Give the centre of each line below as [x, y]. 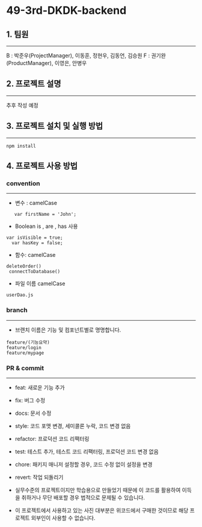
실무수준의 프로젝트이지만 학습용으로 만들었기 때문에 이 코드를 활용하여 [98, 490]
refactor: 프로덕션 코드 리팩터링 [52, 438]
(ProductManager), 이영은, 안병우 [47, 63]
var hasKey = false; [37, 243]
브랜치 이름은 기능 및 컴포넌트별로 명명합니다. [68, 330]
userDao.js [20, 295]
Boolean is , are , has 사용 [46, 226]
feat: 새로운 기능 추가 [40, 387]
